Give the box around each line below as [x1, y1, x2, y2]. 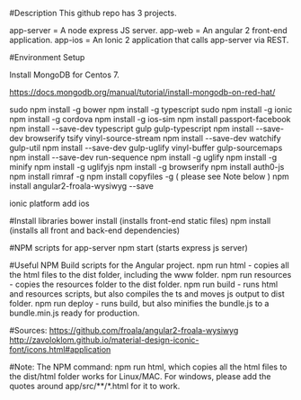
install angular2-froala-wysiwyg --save [9, 181, 155, 191]
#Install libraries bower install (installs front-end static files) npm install [9, 216, 271, 226]
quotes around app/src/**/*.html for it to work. [9, 381, 181, 391]
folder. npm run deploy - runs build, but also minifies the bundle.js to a [9, 298, 270, 308]
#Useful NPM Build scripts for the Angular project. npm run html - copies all [9, 260, 289, 271]
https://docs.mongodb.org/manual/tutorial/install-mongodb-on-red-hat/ [9, 87, 276, 97]
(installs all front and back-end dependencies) [9, 225, 181, 236]
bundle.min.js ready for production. [9, 307, 140, 318]
